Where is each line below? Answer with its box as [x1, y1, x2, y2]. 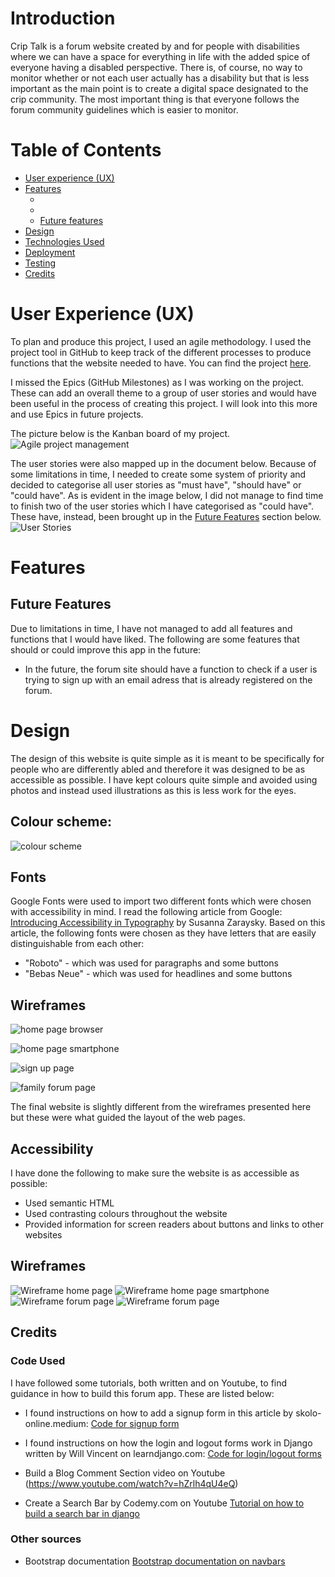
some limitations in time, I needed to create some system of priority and [10, 468, 307, 480]
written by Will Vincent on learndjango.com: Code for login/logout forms [24, 1447, 323, 1459]
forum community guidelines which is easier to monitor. [10, 103, 239, 116]
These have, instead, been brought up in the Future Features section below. [10, 510, 322, 522]
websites [24, 1229, 63, 1241]
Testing [24, 257, 57, 269]
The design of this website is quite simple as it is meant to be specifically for [10, 752, 325, 764]
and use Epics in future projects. [10, 408, 144, 420]
